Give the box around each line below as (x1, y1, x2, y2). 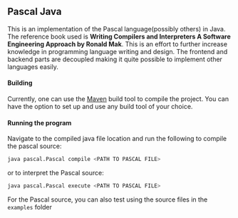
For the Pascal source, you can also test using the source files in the (7, 195, 208, 204)
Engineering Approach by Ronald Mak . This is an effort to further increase (7, 39, 228, 48)
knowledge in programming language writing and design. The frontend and (7, 47, 228, 56)
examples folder (7, 202, 52, 211)
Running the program (7, 118, 72, 127)
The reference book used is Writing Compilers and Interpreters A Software (7, 32, 232, 41)
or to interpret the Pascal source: (7, 169, 105, 177)
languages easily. (7, 62, 59, 71)
